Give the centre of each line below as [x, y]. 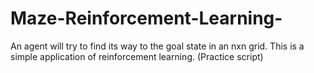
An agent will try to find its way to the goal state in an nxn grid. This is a [157, 46]
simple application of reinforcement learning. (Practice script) [137, 56]
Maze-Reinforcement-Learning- [146, 18]
